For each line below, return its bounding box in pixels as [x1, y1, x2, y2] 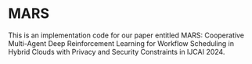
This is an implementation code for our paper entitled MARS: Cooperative [8, 30, 245, 40]
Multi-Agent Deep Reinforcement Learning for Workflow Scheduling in [8, 38, 235, 48]
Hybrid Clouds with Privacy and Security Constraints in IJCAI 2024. [8, 47, 225, 56]
